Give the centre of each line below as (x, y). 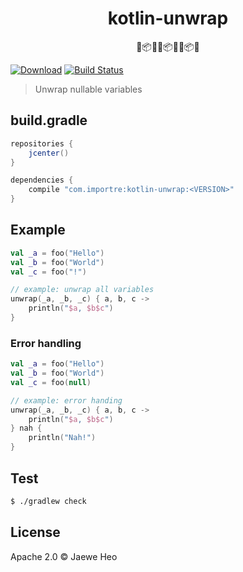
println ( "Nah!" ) (62, 438)
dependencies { (42, 180)
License (35, 532)
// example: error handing (66, 400)
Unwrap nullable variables (88, 89)
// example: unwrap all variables (82, 290)
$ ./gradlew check (48, 501)
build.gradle (49, 120)
